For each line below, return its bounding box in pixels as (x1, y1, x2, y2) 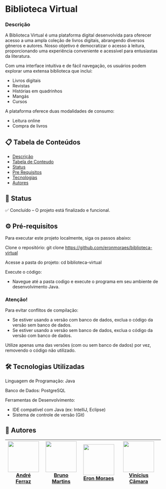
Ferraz (15, 478, 31, 485)
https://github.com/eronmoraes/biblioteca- (65, 244, 153, 250)
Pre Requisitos (12, 169, 42, 175)
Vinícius (128, 472, 149, 479)
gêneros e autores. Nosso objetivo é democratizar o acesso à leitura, (5, 43, 146, 49)
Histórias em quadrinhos (12, 88, 63, 94)
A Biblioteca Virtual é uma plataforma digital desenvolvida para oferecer (5, 32, 152, 38)
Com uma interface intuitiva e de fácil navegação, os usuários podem (5, 63, 147, 69)
